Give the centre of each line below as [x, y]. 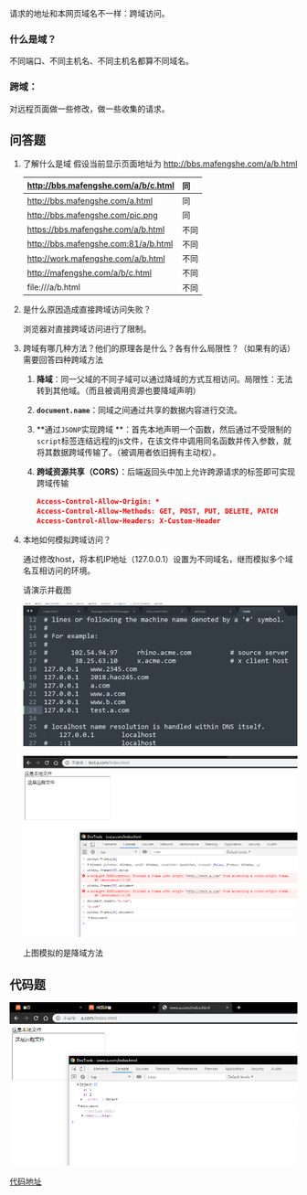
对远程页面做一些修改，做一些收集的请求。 [90, 109]
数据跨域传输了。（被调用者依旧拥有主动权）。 [137, 453]
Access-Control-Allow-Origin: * [98, 502]
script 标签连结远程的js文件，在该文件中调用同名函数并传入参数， [160, 441]
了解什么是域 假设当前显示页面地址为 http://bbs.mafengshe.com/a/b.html [160, 164]
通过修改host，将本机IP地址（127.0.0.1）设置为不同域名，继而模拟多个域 [158, 559]
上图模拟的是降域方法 [63, 953]
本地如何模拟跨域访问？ [67, 539]
